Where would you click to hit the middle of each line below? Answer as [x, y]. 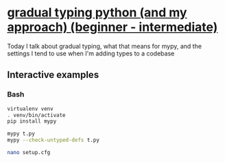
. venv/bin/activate [37, 115]
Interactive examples [53, 75]
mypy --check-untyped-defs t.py [53, 140]
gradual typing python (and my [97, 13]
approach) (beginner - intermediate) [113, 27]
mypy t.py [21, 134]
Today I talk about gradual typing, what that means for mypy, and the [105, 46]
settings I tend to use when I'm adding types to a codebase [91, 53]
